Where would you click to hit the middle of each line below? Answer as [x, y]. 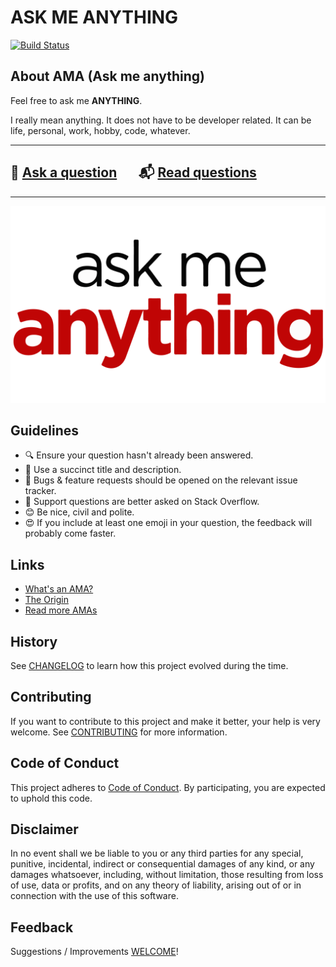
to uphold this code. [51, 798]
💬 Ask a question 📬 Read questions [133, 172]
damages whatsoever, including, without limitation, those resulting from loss [167, 875]
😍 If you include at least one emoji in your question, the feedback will [168, 523]
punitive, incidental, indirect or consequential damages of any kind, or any [162, 864]
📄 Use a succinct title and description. [103, 470]
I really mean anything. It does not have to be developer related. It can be [161, 120]
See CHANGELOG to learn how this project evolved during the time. [149, 665]
